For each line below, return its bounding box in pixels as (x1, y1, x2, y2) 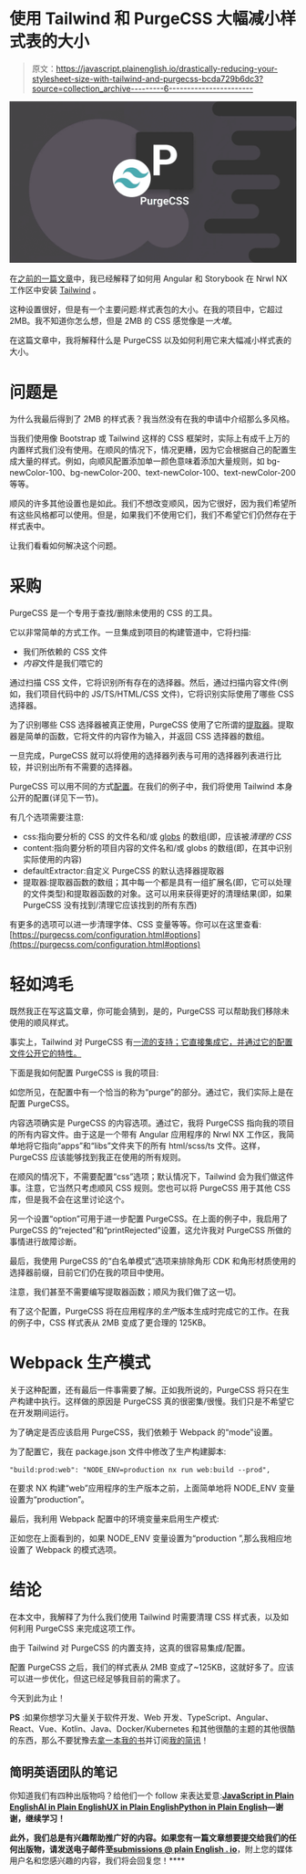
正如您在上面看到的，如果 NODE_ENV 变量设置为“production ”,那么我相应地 (9, 1533, 292, 1544)
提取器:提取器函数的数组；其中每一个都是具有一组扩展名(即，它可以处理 (22, 877, 291, 888)
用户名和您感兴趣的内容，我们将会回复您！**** (9, 1855, 186, 1866)
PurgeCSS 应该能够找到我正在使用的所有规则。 (9, 1152, 187, 1163)
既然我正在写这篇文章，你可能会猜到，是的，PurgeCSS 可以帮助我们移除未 (9, 1006, 290, 1017)
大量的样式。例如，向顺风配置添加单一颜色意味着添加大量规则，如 (16, 455, 265, 466)
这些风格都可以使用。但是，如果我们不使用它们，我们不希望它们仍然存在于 (16, 509, 297, 520)
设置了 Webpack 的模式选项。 (9, 1544, 121, 1555)
